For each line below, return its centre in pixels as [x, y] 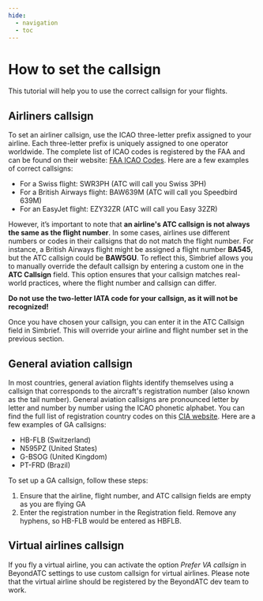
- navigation [37, 23]
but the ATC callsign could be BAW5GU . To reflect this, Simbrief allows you [131, 258]
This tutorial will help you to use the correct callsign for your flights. [118, 91]
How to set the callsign [85, 69]
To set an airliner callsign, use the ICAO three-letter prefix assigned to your [130, 135]
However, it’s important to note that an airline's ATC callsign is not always [129, 224]
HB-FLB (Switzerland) [55, 440]
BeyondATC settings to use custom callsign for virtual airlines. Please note [129, 573]
